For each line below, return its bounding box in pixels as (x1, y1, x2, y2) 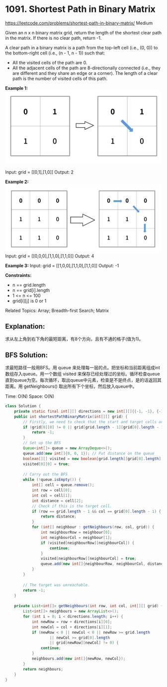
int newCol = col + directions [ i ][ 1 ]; (31, 625, 112, 630)
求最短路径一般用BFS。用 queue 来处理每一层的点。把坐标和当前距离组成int (5, 365, 160, 371)
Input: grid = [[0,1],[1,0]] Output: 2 (5, 169, 74, 175)
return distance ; (40, 514, 77, 519)
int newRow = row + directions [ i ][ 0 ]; (31, 619, 112, 624)
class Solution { (5, 404, 41, 409)
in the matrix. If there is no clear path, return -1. (5, 35, 102, 41)
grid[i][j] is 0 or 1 (12, 298, 47, 304)
